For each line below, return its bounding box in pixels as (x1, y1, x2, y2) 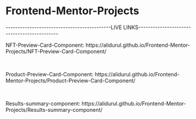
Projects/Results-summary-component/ (5, 106, 103, 113)
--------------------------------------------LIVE (5, 24, 122, 31)
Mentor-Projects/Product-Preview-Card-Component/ (5, 77, 136, 84)
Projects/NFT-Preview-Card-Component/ (5, 47, 107, 54)
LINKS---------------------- (123, 24, 191, 31)
